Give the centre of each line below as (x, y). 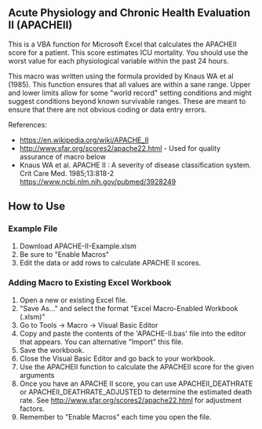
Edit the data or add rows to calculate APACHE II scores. (110, 262)
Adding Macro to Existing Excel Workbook (90, 283)
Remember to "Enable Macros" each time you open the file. (115, 416)
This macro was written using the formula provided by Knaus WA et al (121, 76)
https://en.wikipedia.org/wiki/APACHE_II (84, 140)
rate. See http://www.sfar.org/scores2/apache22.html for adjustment (131, 400)
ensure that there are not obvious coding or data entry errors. (107, 109)
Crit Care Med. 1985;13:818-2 (67, 173)
